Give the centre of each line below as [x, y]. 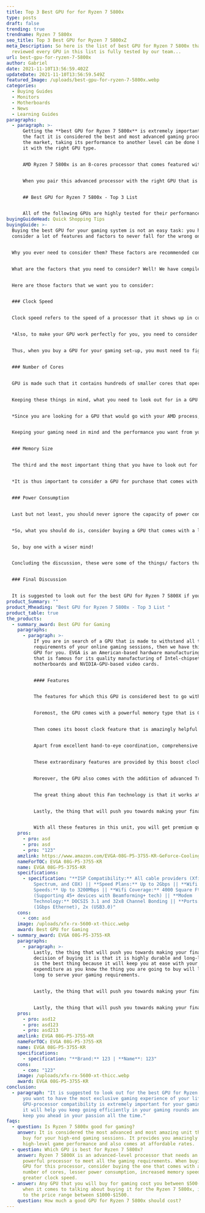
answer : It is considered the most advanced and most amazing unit [105, 1132]
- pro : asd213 [41, 1031]
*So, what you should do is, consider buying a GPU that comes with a [103, 531]
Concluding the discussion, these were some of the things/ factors [101, 563]
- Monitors [26, 97]
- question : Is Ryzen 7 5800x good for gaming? [74, 1127]
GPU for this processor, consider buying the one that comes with [109, 1167]
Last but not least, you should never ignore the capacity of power [101, 514]
